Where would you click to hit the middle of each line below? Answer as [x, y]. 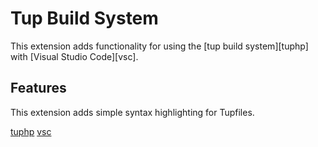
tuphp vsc [31, 131]
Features [38, 88]
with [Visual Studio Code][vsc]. [74, 56]
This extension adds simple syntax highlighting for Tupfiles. [132, 112]
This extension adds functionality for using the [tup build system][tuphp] [159, 46]
